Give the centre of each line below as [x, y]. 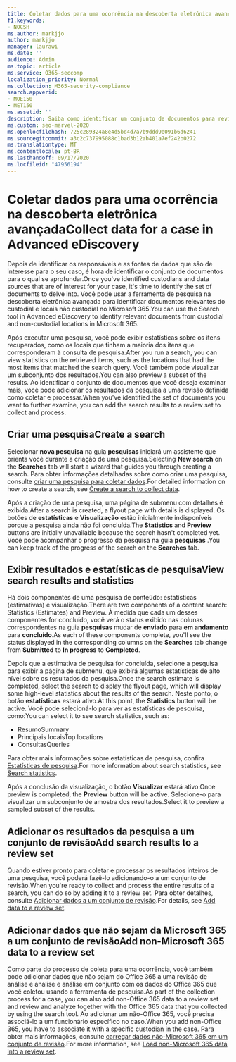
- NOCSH [19, 27]
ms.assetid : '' [29, 112]
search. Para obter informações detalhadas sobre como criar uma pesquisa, [117, 474]
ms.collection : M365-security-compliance [69, 86]
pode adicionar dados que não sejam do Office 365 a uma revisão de [107, 976]
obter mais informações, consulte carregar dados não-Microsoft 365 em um [118, 1036]
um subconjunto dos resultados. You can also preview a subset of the [107, 375]
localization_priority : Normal [53, 79]
